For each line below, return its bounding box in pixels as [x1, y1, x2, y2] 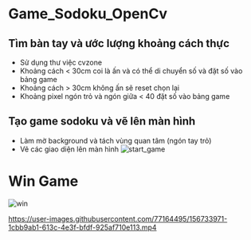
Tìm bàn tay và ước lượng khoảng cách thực [8, 37, 229, 50]
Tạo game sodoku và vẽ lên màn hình [8, 115, 196, 128]
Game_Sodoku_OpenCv [8, 5, 168, 23]
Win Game [8, 172, 79, 190]
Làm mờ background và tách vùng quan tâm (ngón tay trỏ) [19, 136, 212, 145]
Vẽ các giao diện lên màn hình [19, 144, 120, 154]
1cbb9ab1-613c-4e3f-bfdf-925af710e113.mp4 [8, 222, 157, 232]
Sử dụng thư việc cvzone [19, 57, 102, 67]
